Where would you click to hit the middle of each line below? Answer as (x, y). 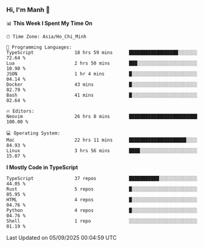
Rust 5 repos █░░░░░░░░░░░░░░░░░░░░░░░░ (102, 189)
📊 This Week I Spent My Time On (49, 23)
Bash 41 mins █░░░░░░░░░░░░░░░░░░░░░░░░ (102, 96)
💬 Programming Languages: (39, 47)
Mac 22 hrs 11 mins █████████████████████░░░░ (102, 140)
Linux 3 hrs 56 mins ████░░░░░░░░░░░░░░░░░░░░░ (102, 151)
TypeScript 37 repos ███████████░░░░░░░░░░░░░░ (102, 179)
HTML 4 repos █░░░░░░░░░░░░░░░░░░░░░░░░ (102, 200)
